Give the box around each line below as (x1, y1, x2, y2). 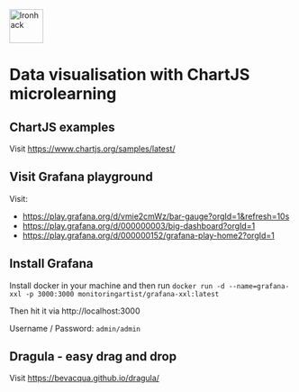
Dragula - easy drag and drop (9, 349, 177, 364)
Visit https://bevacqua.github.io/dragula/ (9, 373, 160, 384)
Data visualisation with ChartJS (9, 65, 250, 85)
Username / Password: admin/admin (9, 323, 141, 333)
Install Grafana (9, 256, 94, 271)
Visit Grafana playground (9, 169, 153, 185)
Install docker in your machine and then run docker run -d (9, 279, 225, 291)
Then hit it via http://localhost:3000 (9, 305, 140, 316)
